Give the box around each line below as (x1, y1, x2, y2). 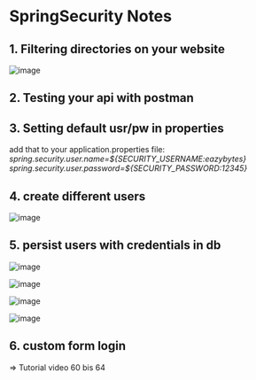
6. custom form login (9, 338, 127, 353)
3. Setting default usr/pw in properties (9, 120, 224, 136)
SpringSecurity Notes (9, 6, 173, 27)
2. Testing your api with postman (9, 90, 195, 105)
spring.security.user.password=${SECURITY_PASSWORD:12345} (9, 163, 248, 174)
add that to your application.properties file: (9, 144, 166, 155)
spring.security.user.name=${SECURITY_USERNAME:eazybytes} (9, 153, 247, 165)
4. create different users (9, 189, 146, 204)
